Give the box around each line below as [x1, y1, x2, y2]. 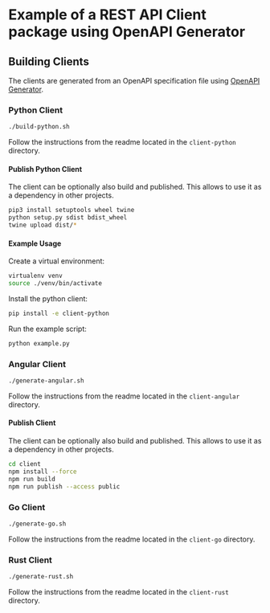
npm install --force [8, 468, 78, 476]
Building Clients [8, 55, 90, 68]
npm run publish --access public [8, 482, 121, 491]
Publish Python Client [8, 164, 83, 174]
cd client [8, 460, 42, 468]
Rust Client [8, 554, 52, 566]
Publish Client [8, 418, 56, 427]
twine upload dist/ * [8, 221, 78, 230]
